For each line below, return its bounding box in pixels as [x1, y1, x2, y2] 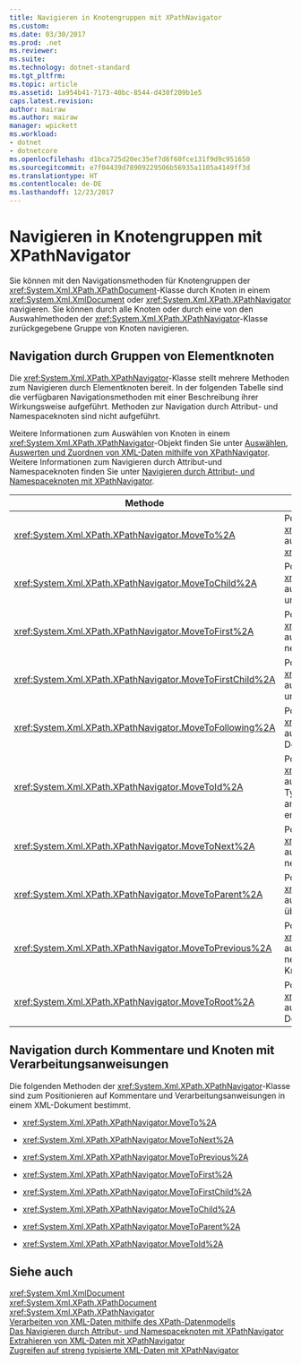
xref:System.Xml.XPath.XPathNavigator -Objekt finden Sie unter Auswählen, [9, 437, 288, 448]
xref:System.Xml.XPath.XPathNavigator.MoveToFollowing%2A [13, 721, 276, 733]
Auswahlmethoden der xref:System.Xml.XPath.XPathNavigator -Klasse [9, 313, 269, 323]
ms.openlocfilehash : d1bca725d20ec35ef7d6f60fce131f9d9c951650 [9, 154, 251, 164]
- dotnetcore [9, 146, 58, 155]
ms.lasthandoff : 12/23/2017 [9, 188, 115, 197]
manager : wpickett [9, 122, 78, 131]
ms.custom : [9, 21, 50, 30]
